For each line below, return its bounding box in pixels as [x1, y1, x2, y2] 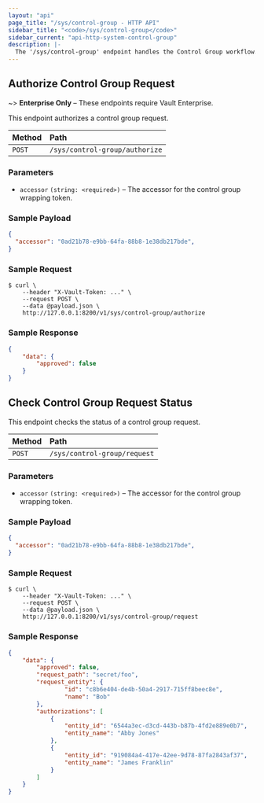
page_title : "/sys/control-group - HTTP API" [8, 19, 159, 27]
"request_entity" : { [36, 678, 104, 687]
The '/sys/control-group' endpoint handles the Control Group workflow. [15, 48, 258, 56]
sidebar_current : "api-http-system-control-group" [8, 33, 178, 42]
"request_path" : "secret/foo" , [36, 671, 139, 679]
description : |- [8, 41, 61, 49]
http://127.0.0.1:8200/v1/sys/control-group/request [22, 613, 199, 621]
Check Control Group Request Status [8, 396, 192, 410]
